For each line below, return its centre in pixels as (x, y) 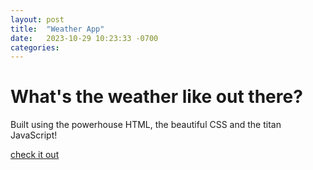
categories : (35, 47)
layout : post (37, 19)
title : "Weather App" (57, 29)
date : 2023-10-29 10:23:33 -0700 (84, 38)
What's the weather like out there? (156, 97)
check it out (35, 155)
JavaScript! (34, 135)
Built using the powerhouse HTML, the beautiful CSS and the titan (146, 125)
